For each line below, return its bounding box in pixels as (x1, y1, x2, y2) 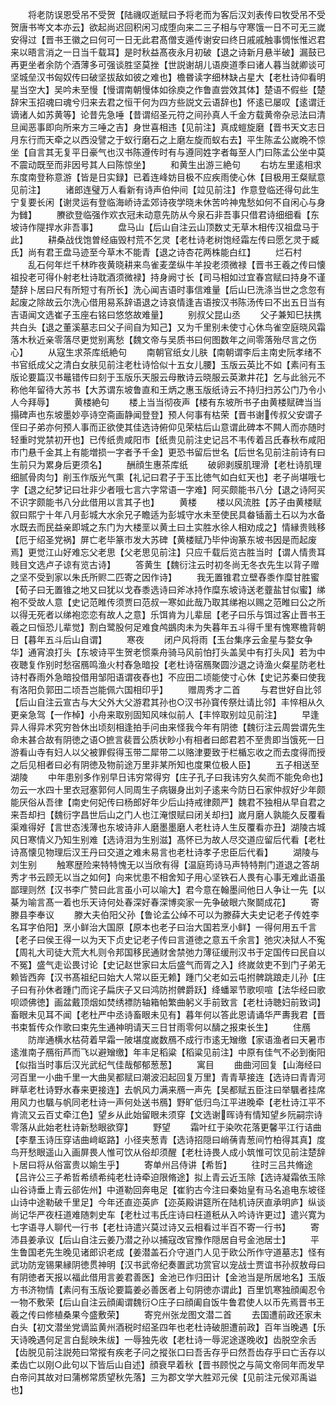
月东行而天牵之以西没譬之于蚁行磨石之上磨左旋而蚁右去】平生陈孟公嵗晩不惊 (10, 134, 326, 145)
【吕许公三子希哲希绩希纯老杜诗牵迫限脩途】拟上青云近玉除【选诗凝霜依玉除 (10, 1171, 326, 1183)
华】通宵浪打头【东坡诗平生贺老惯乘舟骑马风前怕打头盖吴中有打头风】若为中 (10, 646, 326, 658)
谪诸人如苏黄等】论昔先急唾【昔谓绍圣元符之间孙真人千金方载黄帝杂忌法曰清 (10, 109, 326, 120)
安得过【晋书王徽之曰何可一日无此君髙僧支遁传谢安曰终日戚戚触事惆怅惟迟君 (10, 34, 326, 45)
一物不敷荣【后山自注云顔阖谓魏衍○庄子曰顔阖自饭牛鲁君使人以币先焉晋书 (10, 1296, 317, 1308)
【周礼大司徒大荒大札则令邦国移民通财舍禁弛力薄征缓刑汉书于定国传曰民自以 (10, 946, 326, 958)
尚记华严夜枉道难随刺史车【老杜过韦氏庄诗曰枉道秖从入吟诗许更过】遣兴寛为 (10, 1209, 326, 1220)
